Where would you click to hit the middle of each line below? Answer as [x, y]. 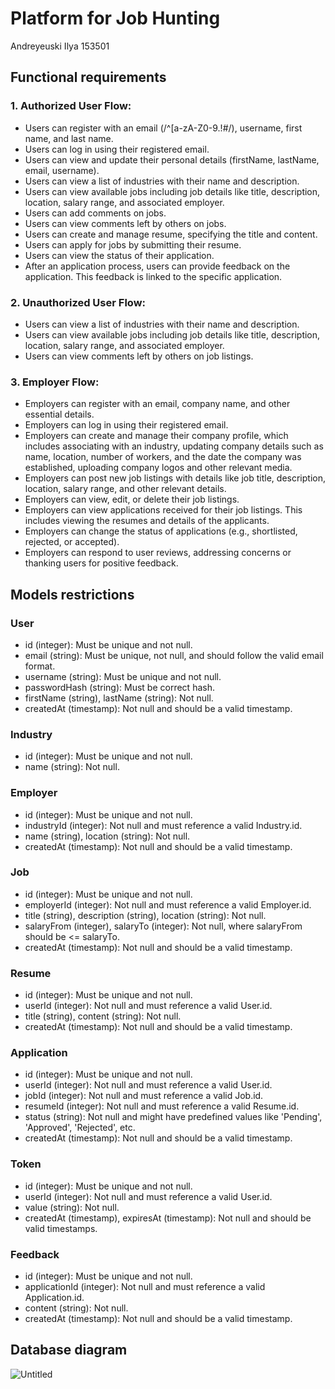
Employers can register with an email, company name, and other [157, 404]
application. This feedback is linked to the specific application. [153, 276]
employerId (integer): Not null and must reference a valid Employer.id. [168, 904]
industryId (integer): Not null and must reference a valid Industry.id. [163, 825]
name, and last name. [69, 138]
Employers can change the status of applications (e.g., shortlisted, [161, 531]
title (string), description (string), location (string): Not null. [145, 915]
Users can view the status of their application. [119, 255]
